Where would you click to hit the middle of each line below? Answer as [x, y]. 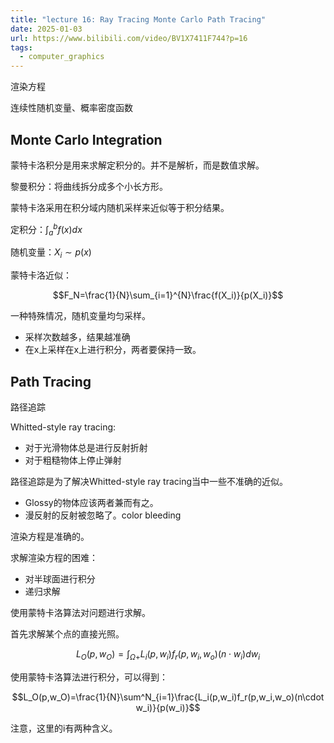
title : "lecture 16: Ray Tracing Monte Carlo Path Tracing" [138, 19]
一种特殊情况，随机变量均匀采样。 [80, 316]
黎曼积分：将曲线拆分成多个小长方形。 [89, 186]
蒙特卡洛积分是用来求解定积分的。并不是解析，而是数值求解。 [137, 165]
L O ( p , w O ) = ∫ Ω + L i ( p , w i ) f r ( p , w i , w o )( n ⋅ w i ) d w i [168, 655]
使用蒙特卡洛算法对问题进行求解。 [80, 612]
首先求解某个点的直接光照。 [67, 634]
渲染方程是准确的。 [50, 536]
